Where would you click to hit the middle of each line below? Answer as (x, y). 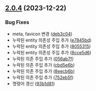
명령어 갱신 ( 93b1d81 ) (34, 84)
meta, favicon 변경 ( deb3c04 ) (42, 34)
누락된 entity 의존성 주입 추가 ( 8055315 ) (51, 46)
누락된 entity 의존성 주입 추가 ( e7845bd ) (52, 40)
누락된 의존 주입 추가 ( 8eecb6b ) (44, 71)
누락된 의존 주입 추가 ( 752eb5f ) (43, 77)
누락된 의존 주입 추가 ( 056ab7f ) (43, 59)
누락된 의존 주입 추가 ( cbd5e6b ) (44, 65)
